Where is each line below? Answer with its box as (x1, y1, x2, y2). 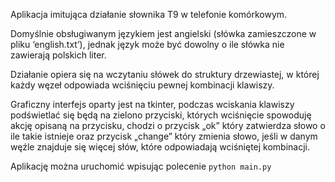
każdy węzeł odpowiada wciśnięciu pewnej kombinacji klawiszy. (10, 79, 275, 91)
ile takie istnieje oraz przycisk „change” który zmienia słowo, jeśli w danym (10, 130, 318, 142)
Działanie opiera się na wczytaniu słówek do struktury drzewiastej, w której (10, 69, 320, 80)
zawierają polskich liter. (10, 49, 107, 61)
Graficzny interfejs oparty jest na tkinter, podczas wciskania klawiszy (10, 99, 295, 110)
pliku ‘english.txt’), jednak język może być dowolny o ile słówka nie (10, 39, 285, 50)
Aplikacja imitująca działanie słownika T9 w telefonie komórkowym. (10, 9, 288, 20)
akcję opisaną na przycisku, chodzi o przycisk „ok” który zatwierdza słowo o (10, 120, 326, 131)
